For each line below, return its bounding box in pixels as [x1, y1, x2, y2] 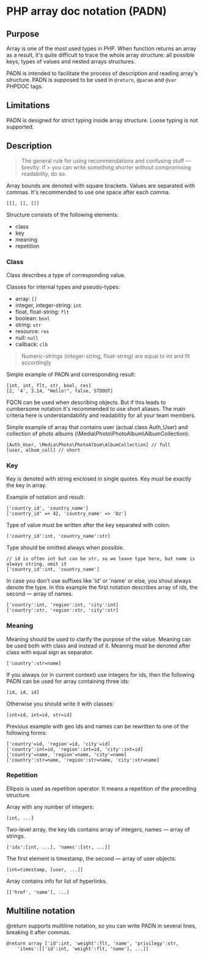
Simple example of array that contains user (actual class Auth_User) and [6, 423, 188, 430]
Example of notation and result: [6, 493, 86, 501]
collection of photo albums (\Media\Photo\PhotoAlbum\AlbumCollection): [6, 430, 190, 437]
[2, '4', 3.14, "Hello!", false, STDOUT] [6, 388, 114, 394]
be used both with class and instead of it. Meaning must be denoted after [6, 642, 191, 649]
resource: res [15, 327, 49, 334]
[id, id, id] [6, 689, 40, 695]
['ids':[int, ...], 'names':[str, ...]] [6, 844, 111, 850]
